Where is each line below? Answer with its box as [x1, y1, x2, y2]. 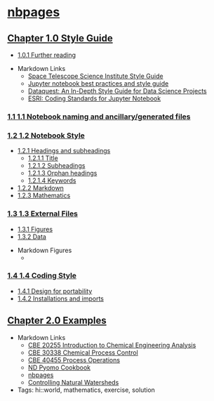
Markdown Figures [17, 246, 72, 254]
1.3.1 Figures [17, 225, 53, 233]
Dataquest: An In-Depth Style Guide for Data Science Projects [27, 87, 207, 95]
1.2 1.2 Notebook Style [7, 131, 86, 140]
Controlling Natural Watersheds [27, 378, 119, 386]
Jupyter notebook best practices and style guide [27, 79, 169, 88]
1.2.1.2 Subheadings [27, 162, 86, 170]
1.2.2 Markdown [17, 184, 65, 192]
